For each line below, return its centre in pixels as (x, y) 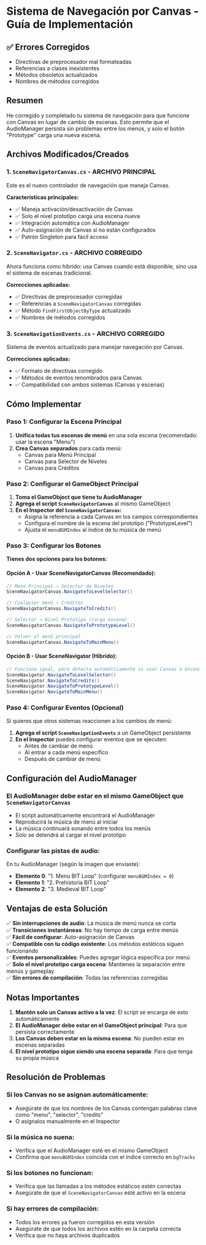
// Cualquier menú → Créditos (45, 603)
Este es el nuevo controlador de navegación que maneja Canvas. (88, 185)
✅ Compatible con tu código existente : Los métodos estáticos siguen (95, 944)
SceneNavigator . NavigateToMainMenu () (55, 692)
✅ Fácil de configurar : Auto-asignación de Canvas (71, 937)
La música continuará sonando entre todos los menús (83, 829)
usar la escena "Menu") (45, 442)
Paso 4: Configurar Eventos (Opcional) (65, 708)
